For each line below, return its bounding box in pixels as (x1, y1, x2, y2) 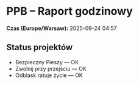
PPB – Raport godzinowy (6, 4, 133, 18)
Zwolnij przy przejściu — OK (15, 65, 87, 72)
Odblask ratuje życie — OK (15, 72, 84, 79)
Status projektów (6, 42, 73, 53)
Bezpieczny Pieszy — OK (15, 58, 79, 65)
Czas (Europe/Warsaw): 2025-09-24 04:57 (6, 24, 117, 32)
